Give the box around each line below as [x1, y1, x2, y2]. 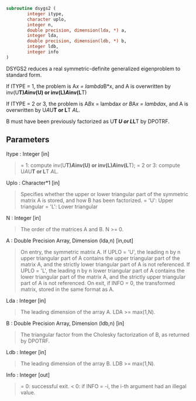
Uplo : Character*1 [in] [6, 179, 60, 186]
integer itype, [27, 11, 64, 17]
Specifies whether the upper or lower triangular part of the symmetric [20, 190, 188, 197]
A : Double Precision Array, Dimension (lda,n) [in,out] [6, 237, 133, 244]
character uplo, [27, 16, 67, 22]
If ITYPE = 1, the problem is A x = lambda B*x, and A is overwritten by [6, 83, 171, 90]
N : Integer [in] [6, 214, 41, 221]
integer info [27, 49, 59, 55]
